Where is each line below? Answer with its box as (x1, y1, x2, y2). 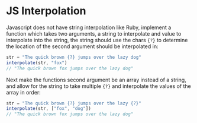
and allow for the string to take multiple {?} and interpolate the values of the (6, 82, 191, 90)
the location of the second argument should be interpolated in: (6, 43, 159, 50)
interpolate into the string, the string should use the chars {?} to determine (6, 36, 188, 43)
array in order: (6, 89, 41, 96)
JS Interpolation (6, 4, 87, 18)
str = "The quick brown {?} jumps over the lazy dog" (6, 54, 142, 60)
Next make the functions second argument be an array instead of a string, (6, 76, 186, 83)
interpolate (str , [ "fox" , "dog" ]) (6, 106, 92, 112)
